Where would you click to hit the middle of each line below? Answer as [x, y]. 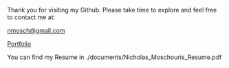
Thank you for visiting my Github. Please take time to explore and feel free [112, 10]
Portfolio [19, 44]
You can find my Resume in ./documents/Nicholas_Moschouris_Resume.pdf [115, 57]
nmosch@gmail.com [36, 31]
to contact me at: [31, 17]
